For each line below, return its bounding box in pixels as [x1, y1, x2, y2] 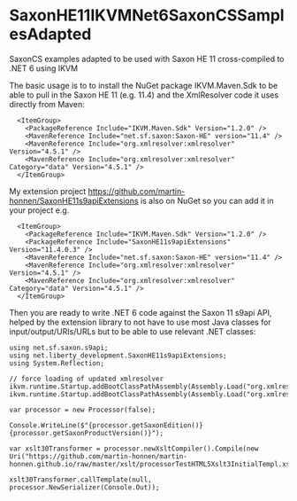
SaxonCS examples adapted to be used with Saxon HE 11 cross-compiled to [9, 53, 285, 64]
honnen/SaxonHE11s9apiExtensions [9, 195, 139, 206]
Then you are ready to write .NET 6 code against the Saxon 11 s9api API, [9, 307, 272, 317]
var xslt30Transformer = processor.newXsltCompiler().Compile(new [9, 444, 259, 453]
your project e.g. [9, 205, 70, 215]
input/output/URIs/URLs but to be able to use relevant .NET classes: [9, 325, 256, 337]
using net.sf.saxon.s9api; [9, 343, 109, 352]
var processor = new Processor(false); [9, 405, 156, 414]
